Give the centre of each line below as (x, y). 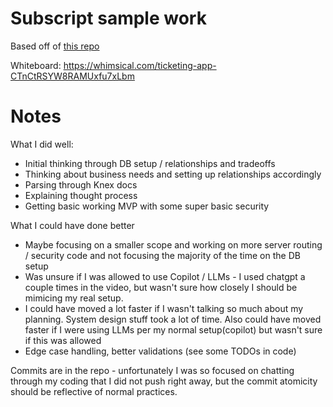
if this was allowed (63, 340)
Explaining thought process (81, 195)
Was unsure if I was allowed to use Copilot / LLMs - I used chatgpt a (165, 276)
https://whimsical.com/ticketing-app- (140, 65)
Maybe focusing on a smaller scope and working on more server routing (173, 244)
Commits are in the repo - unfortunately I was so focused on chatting (152, 370)
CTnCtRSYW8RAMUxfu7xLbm (72, 76)
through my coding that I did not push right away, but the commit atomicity (164, 381)
